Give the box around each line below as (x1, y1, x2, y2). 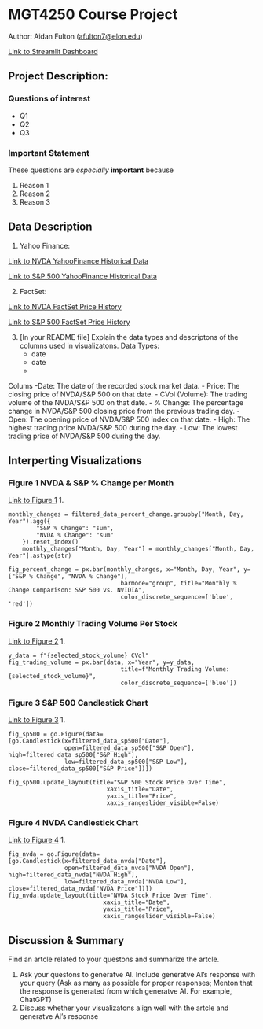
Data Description (8, 220, 93, 234)
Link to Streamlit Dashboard (8, 46, 98, 56)
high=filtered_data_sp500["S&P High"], (8, 751, 139, 759)
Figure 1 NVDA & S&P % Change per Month (8, 478, 174, 489)
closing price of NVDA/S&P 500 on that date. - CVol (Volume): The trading (8, 389, 248, 399)
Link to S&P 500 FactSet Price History (8, 317, 131, 326)
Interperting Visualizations (8, 454, 143, 467)
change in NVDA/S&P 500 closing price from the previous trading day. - (8, 406, 241, 415)
